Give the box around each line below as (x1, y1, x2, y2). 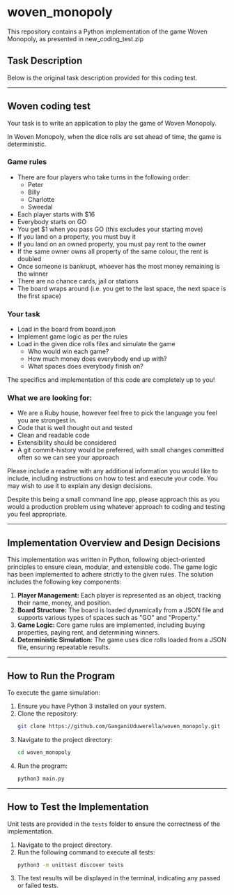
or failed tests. (17, 881, 59, 890)
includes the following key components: (7, 577, 122, 586)
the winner (17, 269, 49, 278)
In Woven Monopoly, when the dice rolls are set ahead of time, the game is (7, 132, 221, 140)
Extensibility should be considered (17, 438, 117, 447)
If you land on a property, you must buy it (17, 232, 136, 241)
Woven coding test (7, 101, 91, 112)
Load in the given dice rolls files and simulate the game (17, 340, 175, 348)
